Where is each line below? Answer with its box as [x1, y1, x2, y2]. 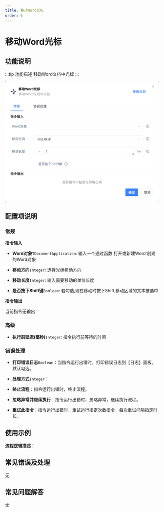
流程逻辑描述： [5, 443, 35, 448]
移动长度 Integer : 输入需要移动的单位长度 [12, 277, 94, 283]
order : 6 [5, 13, 23, 18]
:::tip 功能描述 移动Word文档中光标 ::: [5, 71, 79, 77]
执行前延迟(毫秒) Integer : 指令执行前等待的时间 [12, 334, 106, 340]
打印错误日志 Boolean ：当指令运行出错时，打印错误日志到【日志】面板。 [12, 360, 156, 365]
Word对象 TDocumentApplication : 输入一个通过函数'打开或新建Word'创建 [12, 251, 156, 256]
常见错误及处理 [5, 458, 50, 467]
